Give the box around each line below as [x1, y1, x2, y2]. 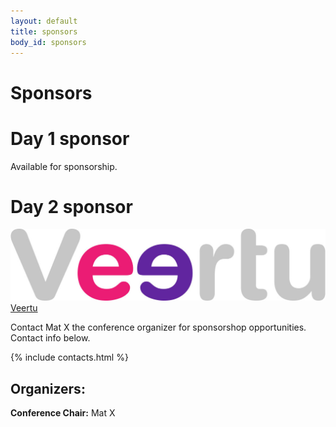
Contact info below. [10, 332, 91, 344]
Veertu [10, 302, 38, 314]
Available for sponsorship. [10, 160, 118, 172]
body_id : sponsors [10, 37, 87, 47]
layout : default [10, 16, 78, 26]
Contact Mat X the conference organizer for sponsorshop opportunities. [10, 321, 307, 334]
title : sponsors [10, 26, 78, 37]
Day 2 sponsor [10, 195, 133, 218]
